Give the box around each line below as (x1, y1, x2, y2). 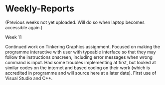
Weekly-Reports (5, 3, 75, 14)
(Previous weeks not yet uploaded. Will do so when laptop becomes (5, 19, 145, 25)
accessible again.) (5, 24, 43, 30)
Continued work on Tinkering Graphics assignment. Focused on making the (5, 43, 161, 49)
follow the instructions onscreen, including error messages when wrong (5, 54, 153, 60)
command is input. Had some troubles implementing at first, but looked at (5, 59, 156, 65)
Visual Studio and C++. (5, 75, 53, 81)
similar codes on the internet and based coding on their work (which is (5, 65, 151, 71)
